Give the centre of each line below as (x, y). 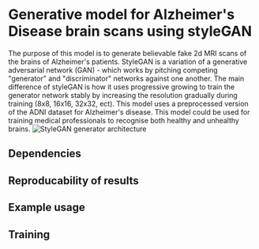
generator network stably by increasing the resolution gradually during (123, 95)
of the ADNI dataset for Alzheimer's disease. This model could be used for (129, 111)
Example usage (47, 207)
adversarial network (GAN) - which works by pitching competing (113, 70)
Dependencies (45, 154)
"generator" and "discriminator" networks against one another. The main (126, 78)
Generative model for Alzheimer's (122, 15)
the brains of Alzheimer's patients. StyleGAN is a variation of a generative (128, 62)
